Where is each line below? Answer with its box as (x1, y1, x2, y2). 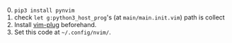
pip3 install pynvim (13, 7, 75, 14)
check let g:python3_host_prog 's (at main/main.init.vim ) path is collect (13, 13, 225, 21)
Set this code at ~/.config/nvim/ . (13, 28, 111, 36)
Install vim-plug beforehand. (13, 21, 97, 28)
